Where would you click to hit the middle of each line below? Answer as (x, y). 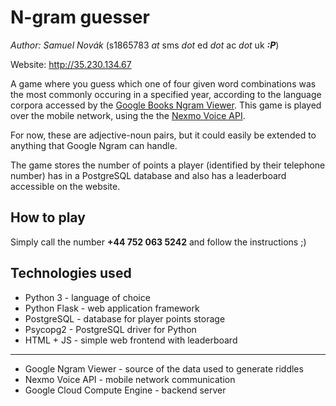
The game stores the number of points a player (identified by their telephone (168, 165)
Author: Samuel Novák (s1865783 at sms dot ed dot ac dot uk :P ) (145, 45)
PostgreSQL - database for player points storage (125, 318)
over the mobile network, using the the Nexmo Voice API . (128, 115)
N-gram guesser (80, 17)
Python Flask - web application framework (112, 308)
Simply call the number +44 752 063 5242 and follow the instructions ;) (158, 242)
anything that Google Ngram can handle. (94, 145)
